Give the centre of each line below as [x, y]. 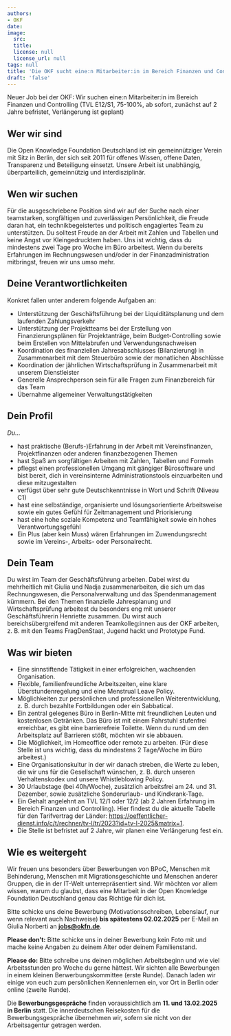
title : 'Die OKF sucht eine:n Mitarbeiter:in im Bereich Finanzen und [110, 71]
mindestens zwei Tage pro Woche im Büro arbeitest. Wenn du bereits [105, 247]
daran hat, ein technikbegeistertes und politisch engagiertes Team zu [105, 225]
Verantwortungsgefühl [49, 527]
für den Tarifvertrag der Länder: [62, 816]
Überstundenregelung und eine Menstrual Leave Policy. [96, 692]
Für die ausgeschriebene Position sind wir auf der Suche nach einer [103, 211]
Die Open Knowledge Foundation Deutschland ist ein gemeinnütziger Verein [114, 150]
